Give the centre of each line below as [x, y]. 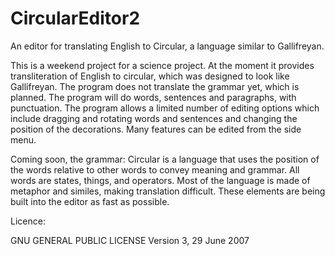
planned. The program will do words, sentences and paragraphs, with [153, 97]
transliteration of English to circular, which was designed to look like [150, 76]
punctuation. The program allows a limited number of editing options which [165, 108]
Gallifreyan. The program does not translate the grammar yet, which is [155, 86]
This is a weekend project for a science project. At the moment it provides [162, 65]
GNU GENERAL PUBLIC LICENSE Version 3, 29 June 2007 [130, 240]
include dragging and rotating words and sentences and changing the [154, 118]
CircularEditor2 [75, 18]
